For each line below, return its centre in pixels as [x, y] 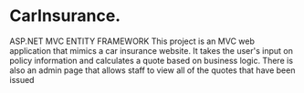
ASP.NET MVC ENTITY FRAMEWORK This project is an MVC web [132, 41]
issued [22, 79]
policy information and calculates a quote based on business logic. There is [152, 60]
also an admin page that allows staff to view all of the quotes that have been [152, 70]
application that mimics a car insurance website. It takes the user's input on [152, 50]
